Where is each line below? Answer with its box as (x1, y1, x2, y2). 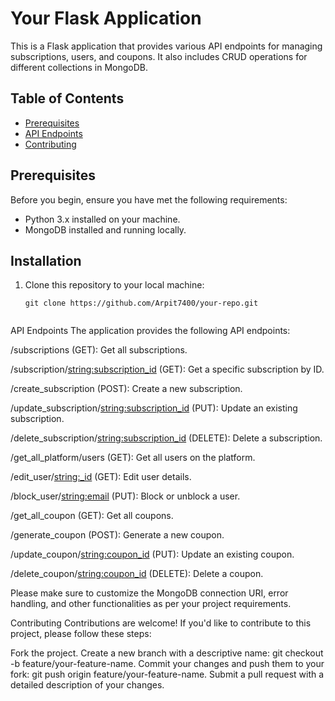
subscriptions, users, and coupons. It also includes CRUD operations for (10, 50, 308, 62)
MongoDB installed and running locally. (24, 223, 187, 236)
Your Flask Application (10, 7, 202, 30)
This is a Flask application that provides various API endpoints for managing (10, 40, 323, 52)
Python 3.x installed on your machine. (24, 213, 181, 225)
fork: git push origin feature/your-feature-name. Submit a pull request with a (10, 668, 325, 681)
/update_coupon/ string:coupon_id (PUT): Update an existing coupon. (10, 548, 295, 561)
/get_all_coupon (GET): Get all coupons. (10, 510, 174, 522)
